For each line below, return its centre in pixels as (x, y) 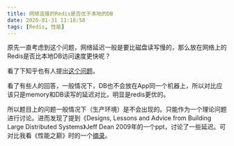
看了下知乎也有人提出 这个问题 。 (53, 71)
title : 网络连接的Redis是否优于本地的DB (60, 14)
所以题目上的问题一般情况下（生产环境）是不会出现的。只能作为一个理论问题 (117, 110)
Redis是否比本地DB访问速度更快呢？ (59, 56)
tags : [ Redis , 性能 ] (36, 27)
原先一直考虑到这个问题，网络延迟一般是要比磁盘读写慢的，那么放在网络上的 (117, 48)
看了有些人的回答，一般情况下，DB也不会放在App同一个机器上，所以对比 (112, 86)
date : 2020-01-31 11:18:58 (46, 20)
